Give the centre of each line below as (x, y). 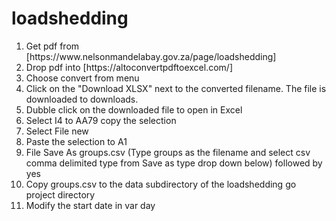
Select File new (57, 131)
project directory (60, 194)
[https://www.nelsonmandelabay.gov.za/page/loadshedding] (151, 56)
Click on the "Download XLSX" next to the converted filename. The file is (176, 88)
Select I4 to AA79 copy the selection (101, 120)
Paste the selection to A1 (76, 141)
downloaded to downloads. (82, 99)
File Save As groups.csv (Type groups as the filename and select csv (168, 152)
